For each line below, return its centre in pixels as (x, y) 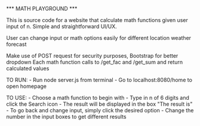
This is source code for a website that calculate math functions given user (97, 20)
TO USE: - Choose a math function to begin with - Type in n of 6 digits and (98, 98)
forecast (16, 44)
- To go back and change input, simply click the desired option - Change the (100, 110)
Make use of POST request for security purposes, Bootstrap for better (92, 56)
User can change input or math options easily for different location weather (99, 38)
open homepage (26, 86)
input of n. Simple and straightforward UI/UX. (62, 26)
